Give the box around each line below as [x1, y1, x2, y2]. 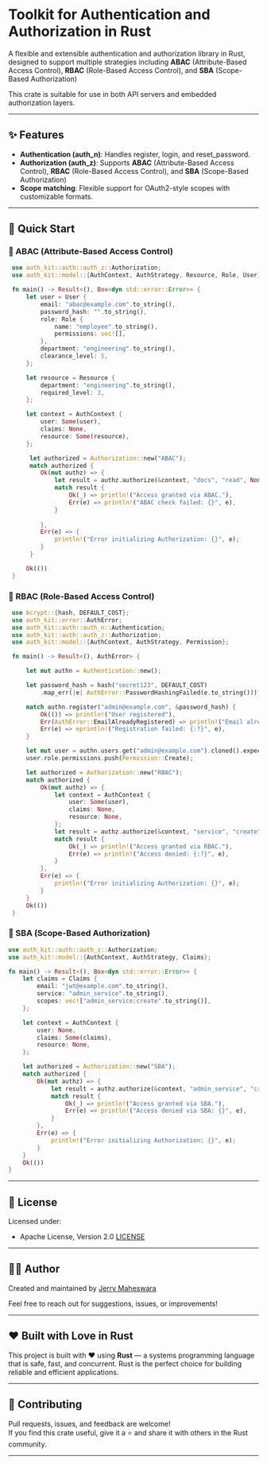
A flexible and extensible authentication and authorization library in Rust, [8, 48, 246, 58]
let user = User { [25, 293, 87, 301]
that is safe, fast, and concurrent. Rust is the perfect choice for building [8, 1358, 242, 1368]
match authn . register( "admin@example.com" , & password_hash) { [25, 703, 237, 711]
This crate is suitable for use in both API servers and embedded [8, 89, 217, 99]
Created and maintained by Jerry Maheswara [8, 1283, 157, 1292]
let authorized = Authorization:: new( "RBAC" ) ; [25, 768, 183, 776]
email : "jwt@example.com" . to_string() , [37, 983, 169, 991]
